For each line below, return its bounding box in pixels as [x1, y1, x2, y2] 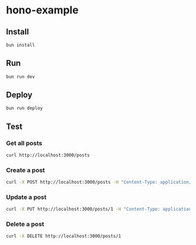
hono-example [6, 3, 79, 17]
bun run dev [6, 73, 35, 79]
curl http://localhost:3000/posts [6, 152, 90, 158]
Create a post [6, 166, 45, 174]
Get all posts [6, 139, 43, 147]
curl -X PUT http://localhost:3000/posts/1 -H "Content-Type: [6, 206, 160, 212]
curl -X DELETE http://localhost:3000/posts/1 [6, 233, 121, 239]
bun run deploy [6, 106, 43, 111]
